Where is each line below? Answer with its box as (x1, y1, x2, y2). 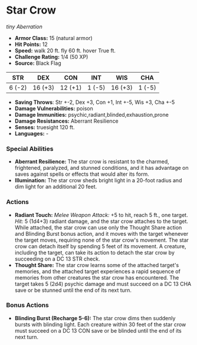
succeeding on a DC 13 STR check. (14, 255, 100, 262)
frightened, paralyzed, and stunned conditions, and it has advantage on (14, 165, 189, 172)
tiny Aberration (6, 23, 42, 30)
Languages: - (14, 130, 49, 137)
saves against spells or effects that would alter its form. (14, 170, 149, 178)
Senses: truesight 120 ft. (14, 123, 75, 130)
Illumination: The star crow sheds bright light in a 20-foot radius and (14, 177, 182, 184)
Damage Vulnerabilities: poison (14, 104, 93, 112)
